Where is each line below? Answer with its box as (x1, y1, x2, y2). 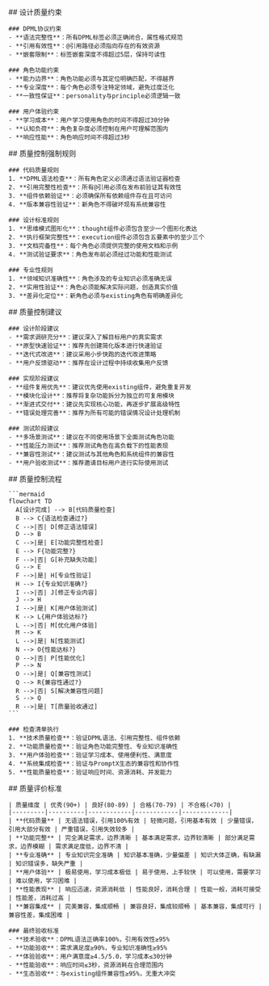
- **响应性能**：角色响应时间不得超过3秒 (8, 133, 131, 141)
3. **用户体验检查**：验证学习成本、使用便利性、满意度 (8, 751, 172, 759)
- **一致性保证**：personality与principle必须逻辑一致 (8, 92, 181, 100)
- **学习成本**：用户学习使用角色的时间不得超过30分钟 (8, 116, 170, 124)
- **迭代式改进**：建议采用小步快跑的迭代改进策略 (8, 350, 157, 359)
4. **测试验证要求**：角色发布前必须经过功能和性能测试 (8, 250, 172, 258)
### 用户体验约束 (8, 107, 59, 115)
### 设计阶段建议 (8, 325, 59, 333)
